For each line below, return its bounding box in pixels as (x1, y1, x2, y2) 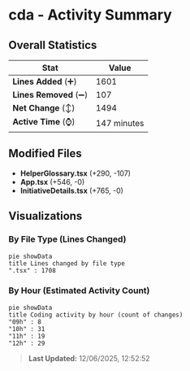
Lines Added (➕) (12, 76, 77, 87)
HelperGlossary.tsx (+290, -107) (19, 168, 132, 178)
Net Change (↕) (12, 103, 76, 113)
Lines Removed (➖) (12, 89, 88, 100)
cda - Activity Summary (8, 6, 172, 24)
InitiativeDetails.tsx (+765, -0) (19, 185, 124, 195)
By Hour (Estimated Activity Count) (8, 285, 150, 296)
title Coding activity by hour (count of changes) (8, 311, 184, 319)
